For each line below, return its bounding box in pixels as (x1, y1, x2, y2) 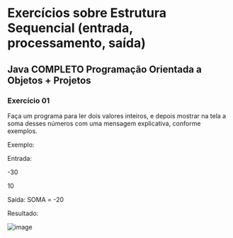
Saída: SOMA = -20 (7, 195, 64, 203)
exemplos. (7, 126, 38, 135)
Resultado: (7, 209, 39, 217)
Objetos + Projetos (7, 74, 91, 86)
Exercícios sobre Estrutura (7, 5, 166, 21)
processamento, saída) (7, 35, 147, 51)
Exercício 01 (7, 96, 50, 106)
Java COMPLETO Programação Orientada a (7, 63, 202, 75)
